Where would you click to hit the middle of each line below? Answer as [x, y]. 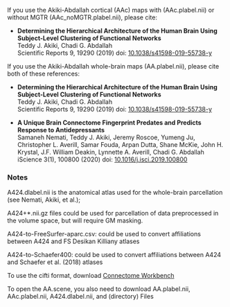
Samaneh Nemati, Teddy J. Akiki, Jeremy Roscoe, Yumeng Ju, [106, 137]
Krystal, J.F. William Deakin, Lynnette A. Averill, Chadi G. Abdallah [110, 152]
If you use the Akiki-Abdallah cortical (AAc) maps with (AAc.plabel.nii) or [111, 10]
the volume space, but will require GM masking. [75, 220]
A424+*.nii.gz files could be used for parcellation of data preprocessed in [113, 213]
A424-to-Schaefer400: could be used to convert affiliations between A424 [114, 255]
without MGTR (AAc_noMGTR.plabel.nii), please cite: [82, 17]
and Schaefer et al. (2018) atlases [55, 262]
